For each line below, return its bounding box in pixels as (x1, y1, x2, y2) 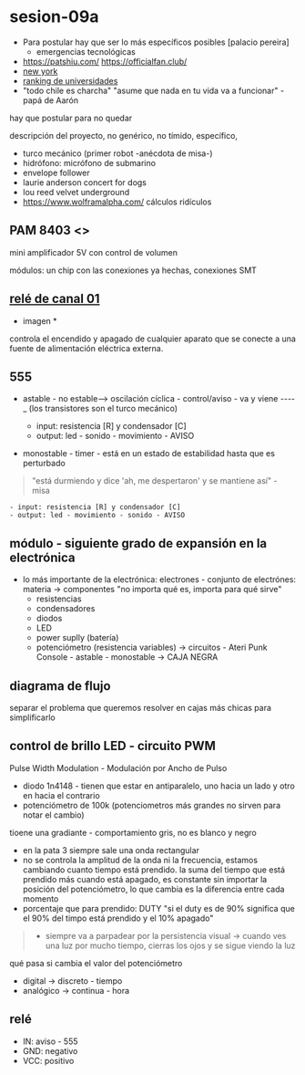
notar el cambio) (22, 809, 85, 820)
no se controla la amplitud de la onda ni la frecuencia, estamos (22, 854, 258, 865)
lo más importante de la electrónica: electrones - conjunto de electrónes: (22, 574, 297, 585)
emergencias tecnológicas (36, 46, 137, 57)
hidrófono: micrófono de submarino (22, 157, 157, 168)
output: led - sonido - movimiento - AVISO (36, 431, 195, 442)
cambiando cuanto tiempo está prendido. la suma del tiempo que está (22, 864, 285, 875)
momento (22, 892, 59, 904)
